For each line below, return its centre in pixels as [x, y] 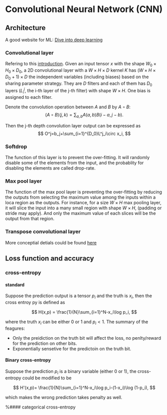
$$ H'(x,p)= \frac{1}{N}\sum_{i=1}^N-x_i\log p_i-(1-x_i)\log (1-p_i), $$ [84, 387]
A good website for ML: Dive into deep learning [54, 40]
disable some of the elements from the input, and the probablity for [74, 163]
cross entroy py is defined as [35, 302]
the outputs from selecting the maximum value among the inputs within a [80, 197]
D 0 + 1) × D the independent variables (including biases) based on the [77, 77]
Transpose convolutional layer [43, 232]
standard [15, 285]
